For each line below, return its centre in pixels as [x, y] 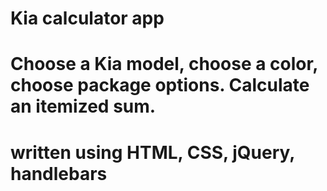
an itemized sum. [83, 106]
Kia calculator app [87, 18]
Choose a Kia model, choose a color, [164, 64]
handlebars [59, 173]
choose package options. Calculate [160, 85]
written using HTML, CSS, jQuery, [152, 152]
